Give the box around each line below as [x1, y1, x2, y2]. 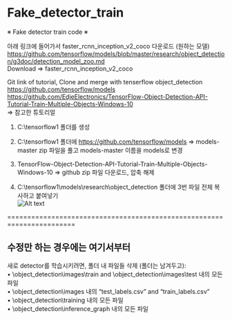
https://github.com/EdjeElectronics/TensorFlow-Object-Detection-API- [7, 92, 209, 101]
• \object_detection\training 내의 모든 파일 [7, 296, 124, 304]
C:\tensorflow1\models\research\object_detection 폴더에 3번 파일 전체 [17, 182, 213, 191]
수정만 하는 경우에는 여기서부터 [7, 242, 131, 254]
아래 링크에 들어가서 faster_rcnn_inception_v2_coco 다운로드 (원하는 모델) [7, 41, 210, 50]
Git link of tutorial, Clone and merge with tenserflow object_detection [7, 77, 203, 86]
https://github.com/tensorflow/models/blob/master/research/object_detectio [7, 50, 225, 58]
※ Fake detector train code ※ [7, 28, 88, 36]
